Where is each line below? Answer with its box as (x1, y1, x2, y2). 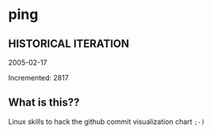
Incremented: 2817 (8, 73, 69, 82)
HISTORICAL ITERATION (8, 37, 130, 50)
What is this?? (8, 96, 80, 110)
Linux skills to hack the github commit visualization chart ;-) (8, 117, 206, 126)
